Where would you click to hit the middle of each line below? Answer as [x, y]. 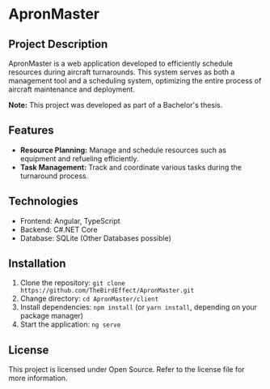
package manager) [51, 316]
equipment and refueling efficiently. [79, 158]
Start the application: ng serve [70, 324]
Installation [37, 264]
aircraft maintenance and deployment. [72, 89]
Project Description [58, 44]
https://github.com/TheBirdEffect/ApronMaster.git [107, 291]
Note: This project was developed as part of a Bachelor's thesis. [116, 105]
